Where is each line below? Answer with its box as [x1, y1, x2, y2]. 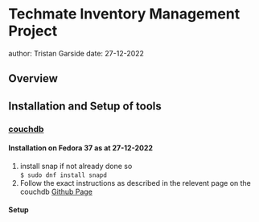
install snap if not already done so [19, 161, 133, 171]
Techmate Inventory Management [8, 5, 240, 23]
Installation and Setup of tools [8, 99, 162, 113]
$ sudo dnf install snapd [19, 171, 107, 179]
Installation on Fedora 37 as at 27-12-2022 [8, 143, 154, 153]
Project [8, 22, 58, 40]
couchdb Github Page [19, 187, 92, 196]
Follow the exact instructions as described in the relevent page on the [19, 178, 252, 187]
